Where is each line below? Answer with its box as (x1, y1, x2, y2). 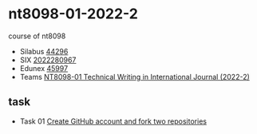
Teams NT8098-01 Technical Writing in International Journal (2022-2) (19, 72, 250, 81)
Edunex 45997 (19, 63, 69, 73)
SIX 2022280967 (19, 55, 77, 65)
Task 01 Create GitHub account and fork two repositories (19, 116, 208, 126)
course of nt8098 (8, 31, 66, 41)
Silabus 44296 (19, 46, 69, 56)
